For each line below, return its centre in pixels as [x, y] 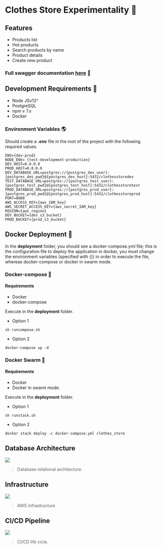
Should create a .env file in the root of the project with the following [73, 141]
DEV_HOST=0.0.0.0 [23, 164]
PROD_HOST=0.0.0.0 [24, 168]
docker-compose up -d [27, 348]
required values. [21, 147]
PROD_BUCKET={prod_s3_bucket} [36, 220]
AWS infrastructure [36, 505]
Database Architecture [40, 448]
